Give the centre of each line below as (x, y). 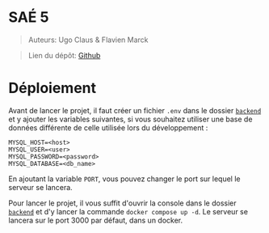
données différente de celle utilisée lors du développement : (108, 127)
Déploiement (53, 88)
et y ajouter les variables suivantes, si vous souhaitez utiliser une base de (130, 119)
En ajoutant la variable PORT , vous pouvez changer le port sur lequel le (124, 179)
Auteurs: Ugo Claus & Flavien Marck (88, 40)
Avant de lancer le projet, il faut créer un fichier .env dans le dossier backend (135, 110)
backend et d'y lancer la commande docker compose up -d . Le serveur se (128, 211)
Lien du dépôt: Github (64, 55)
